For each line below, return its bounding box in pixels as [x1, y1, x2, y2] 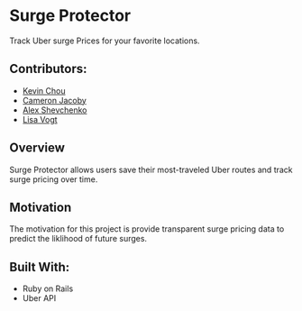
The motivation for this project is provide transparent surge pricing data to [9, 224, 285, 234]
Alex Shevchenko [22, 105, 87, 115]
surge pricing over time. [9, 173, 98, 185]
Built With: [9, 259, 70, 275]
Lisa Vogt [22, 114, 58, 124]
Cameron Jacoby [22, 95, 87, 105]
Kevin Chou [22, 85, 66, 96]
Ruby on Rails [22, 283, 74, 294]
